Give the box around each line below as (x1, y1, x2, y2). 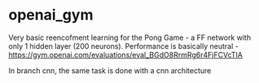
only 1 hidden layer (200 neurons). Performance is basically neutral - (8, 41, 239, 50)
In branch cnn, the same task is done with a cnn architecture (8, 65, 212, 75)
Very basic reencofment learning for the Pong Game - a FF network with (8, 33, 251, 42)
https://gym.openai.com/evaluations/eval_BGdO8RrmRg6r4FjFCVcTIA (8, 50, 243, 59)
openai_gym (8, 6, 94, 24)
